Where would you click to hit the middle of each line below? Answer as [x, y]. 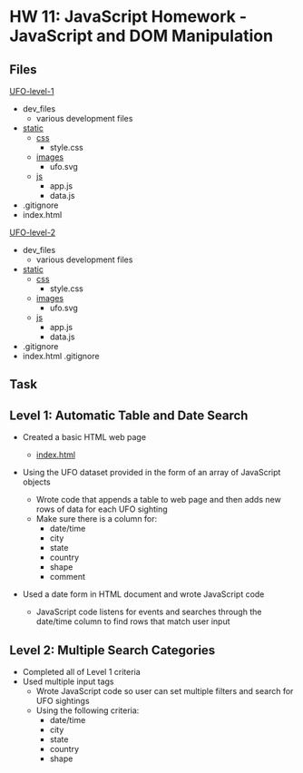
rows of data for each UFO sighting [102, 509]
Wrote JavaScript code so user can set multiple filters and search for [165, 691]
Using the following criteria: [88, 710]
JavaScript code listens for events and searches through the [149, 612]
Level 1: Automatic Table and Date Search [129, 415]
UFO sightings [63, 701]
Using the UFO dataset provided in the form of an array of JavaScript [151, 473]
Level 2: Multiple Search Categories [112, 650]
